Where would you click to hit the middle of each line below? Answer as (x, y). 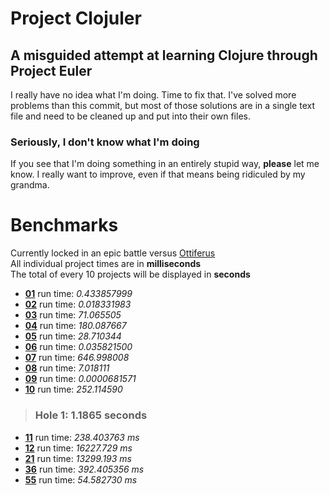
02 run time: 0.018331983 (78, 304)
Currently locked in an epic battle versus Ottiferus (113, 253)
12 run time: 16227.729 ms (78, 448)
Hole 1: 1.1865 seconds (91, 415)
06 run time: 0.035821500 (78, 347)
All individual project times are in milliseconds (106, 264)
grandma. (30, 185)
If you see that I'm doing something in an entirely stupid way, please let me (165, 164)
